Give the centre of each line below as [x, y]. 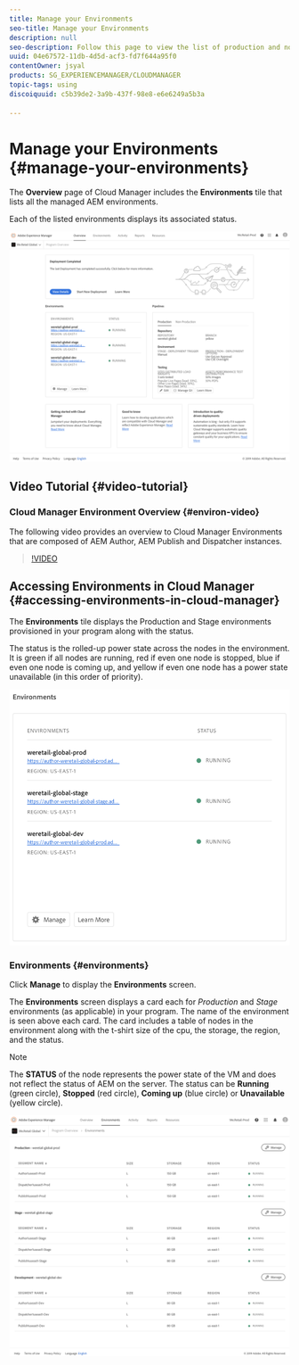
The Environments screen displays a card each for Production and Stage [144, 1002]
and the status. [36, 1040]
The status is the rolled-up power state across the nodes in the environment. [149, 649]
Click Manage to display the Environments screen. [103, 985]
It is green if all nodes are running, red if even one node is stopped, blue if [145, 658]
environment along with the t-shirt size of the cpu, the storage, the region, [145, 1030]
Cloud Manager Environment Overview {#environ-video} [134, 512]
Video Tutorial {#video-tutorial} [99, 487]
